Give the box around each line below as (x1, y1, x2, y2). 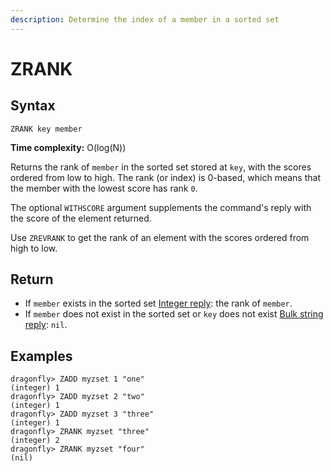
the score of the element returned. (10, 212, 152, 224)
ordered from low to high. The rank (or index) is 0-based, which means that (10, 171, 321, 183)
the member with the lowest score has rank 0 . (10, 182, 198, 194)
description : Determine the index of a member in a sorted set (10, 14, 280, 25)
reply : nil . (24, 319, 68, 331)
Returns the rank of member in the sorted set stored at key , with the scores (10, 161, 312, 173)
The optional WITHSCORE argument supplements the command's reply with (10, 201, 312, 213)
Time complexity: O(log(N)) (10, 141, 127, 153)
